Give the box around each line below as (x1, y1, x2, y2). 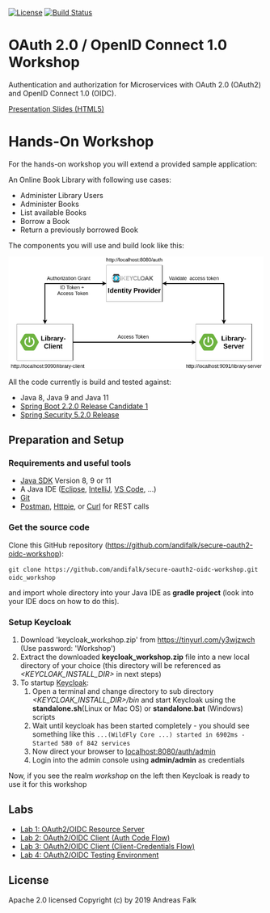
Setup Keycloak (8, 616, 72, 628)
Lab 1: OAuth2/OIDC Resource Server (19, 824, 145, 834)
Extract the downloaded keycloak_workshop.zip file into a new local (19, 652, 251, 662)
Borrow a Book (19, 216, 70, 226)
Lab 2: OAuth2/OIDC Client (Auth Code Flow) (19, 833, 171, 843)
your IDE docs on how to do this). (8, 596, 120, 606)
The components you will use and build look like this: (8, 240, 184, 250)
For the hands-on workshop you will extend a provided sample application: (8, 159, 258, 169)
